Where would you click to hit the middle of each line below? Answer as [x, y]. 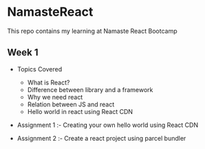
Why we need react [55, 97]
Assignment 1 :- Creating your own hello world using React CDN [107, 125]
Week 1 [23, 53]
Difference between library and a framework [90, 89]
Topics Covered [40, 69]
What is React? [48, 82]
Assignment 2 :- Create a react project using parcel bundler [101, 138]
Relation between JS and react [71, 104]
